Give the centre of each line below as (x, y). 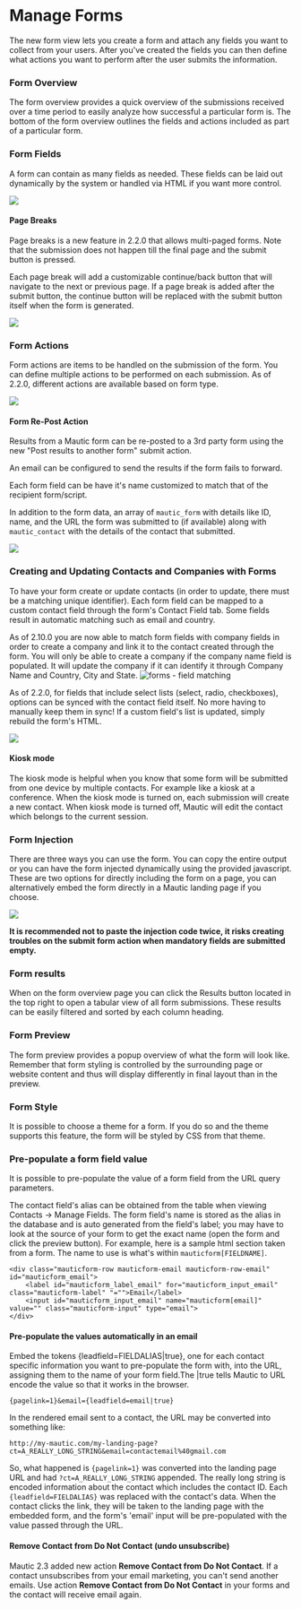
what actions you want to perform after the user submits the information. (143, 59)
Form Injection (41, 839)
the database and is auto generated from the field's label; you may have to (146, 1224)
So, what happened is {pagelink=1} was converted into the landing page (143, 1468)
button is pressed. (43, 259)
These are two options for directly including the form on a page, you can (143, 878)
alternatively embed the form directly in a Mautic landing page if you (135, 887)
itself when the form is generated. (72, 305)
